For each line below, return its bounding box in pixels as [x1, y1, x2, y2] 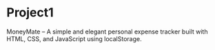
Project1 [6, 5, 54, 21]
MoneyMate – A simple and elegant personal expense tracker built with [6, 27, 208, 36]
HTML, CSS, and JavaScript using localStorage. [6, 34, 142, 42]
